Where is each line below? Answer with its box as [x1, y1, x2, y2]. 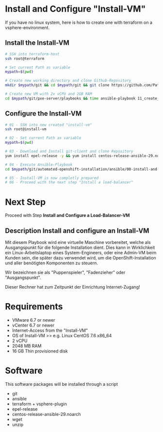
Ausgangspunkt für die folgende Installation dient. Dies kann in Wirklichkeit [5, 244, 155, 251]
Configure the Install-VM [5, 109, 82, 118]
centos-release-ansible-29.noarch [12, 411, 81, 417]
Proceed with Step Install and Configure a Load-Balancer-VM [5, 212, 130, 218]
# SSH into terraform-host [5, 52, 60, 56]
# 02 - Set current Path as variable [5, 136, 81, 140]
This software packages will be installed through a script [5, 381, 118, 387]
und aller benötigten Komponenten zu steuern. [5, 260, 98, 266]
